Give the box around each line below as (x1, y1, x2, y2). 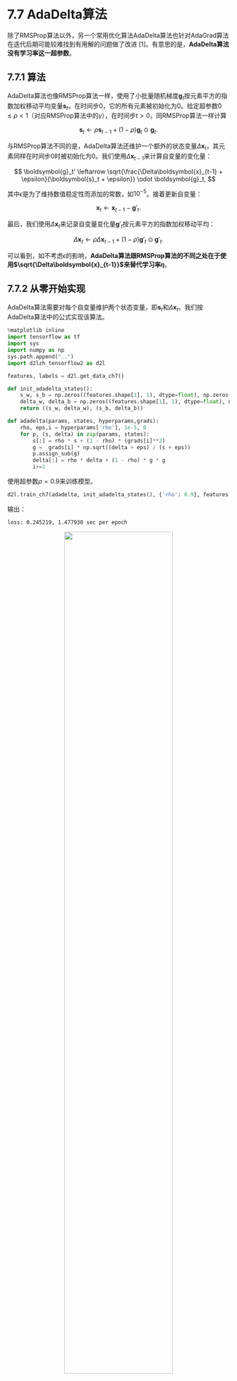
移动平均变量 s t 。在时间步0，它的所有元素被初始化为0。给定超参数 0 (25, 102, 222, 111)
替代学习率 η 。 (129, 260, 171, 269)
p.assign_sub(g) (32, 450, 80, 458)
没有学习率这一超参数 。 (7, 49, 75, 57)
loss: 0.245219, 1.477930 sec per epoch (7, 519, 128, 526)
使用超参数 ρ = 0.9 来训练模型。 (7, 477, 97, 486)
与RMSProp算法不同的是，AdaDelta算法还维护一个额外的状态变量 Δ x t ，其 (7, 142, 219, 152)
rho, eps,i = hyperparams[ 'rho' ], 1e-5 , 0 (20, 424, 147, 431)
